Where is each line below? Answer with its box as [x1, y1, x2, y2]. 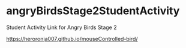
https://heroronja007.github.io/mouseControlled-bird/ [6, 35, 138, 42]
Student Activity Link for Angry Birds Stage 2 [6, 24, 117, 31]
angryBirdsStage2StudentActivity [6, 4, 180, 18]
